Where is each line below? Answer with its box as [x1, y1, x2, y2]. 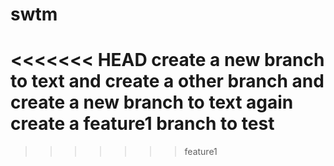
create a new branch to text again [10, 91, 294, 114]
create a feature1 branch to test [10, 113, 275, 135]
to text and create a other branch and [10, 70, 325, 93]
